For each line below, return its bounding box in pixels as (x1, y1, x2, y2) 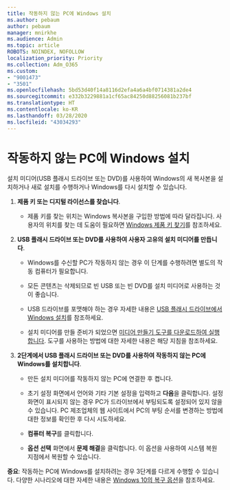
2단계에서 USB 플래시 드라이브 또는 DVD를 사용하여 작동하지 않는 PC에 (16, 351, 206, 359)
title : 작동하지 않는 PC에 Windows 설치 (7, 10, 111, 17)
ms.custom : (7, 67, 38, 74)
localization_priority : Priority (7, 55, 103, 62)
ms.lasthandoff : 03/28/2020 (7, 112, 88, 119)
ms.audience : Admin (7, 36, 63, 43)
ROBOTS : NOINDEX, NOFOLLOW (7, 49, 84, 56)
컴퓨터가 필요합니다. (34, 267, 89, 276)
